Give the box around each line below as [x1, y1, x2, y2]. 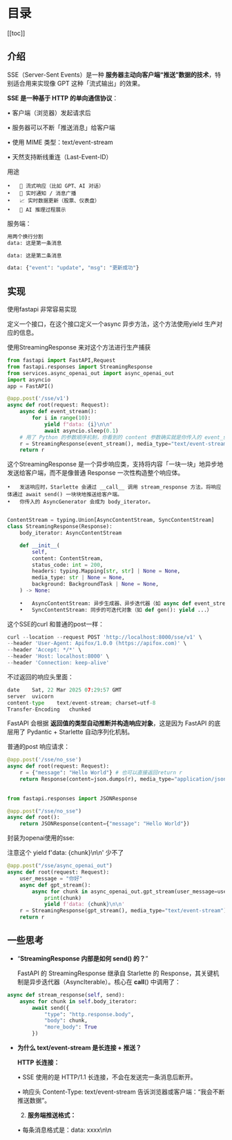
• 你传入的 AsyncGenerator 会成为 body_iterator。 [7, 498, 154, 505]
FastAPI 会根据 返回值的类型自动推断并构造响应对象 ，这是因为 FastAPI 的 [7, 719, 215, 727]
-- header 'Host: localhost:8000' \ [7, 653, 110, 660]
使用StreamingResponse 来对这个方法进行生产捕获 [7, 343, 151, 352]
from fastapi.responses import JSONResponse [7, 795, 137, 802]
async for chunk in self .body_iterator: [19, 997, 137, 1005]
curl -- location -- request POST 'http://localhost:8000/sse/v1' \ [7, 633, 202, 640]
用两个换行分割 [7, 233, 43, 240]
